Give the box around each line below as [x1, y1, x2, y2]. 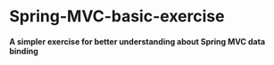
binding [9, 45, 38, 56]
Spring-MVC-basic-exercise [9, 6, 225, 27]
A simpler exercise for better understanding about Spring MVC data [9, 36, 266, 46]
